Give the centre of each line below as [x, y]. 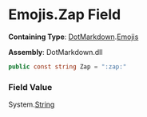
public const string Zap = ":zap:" [68, 66]
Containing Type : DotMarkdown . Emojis [73, 37]
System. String [32, 104]
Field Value [30, 87]
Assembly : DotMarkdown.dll [56, 52]
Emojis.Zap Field [65, 15]
